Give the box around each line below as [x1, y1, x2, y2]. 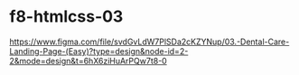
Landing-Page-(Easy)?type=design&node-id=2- [9, 45, 189, 56]
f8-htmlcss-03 [9, 6, 124, 27]
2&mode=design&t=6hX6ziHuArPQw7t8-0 [9, 55, 167, 66]
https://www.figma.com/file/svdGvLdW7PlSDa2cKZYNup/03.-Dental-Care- [9, 36, 290, 47]
